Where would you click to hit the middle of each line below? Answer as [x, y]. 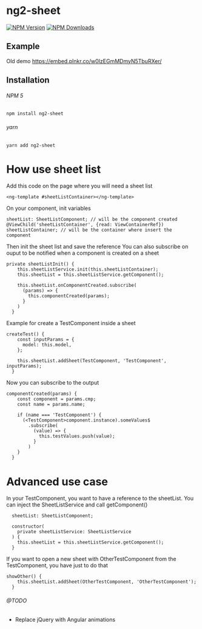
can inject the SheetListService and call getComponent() [77, 505]
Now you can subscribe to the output [53, 383]
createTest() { [25, 334]
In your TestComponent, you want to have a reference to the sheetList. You [100, 499]
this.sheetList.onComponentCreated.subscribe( [77, 286]
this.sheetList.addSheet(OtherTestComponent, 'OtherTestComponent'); [107, 582]
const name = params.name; [51, 405]
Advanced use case [57, 481]
